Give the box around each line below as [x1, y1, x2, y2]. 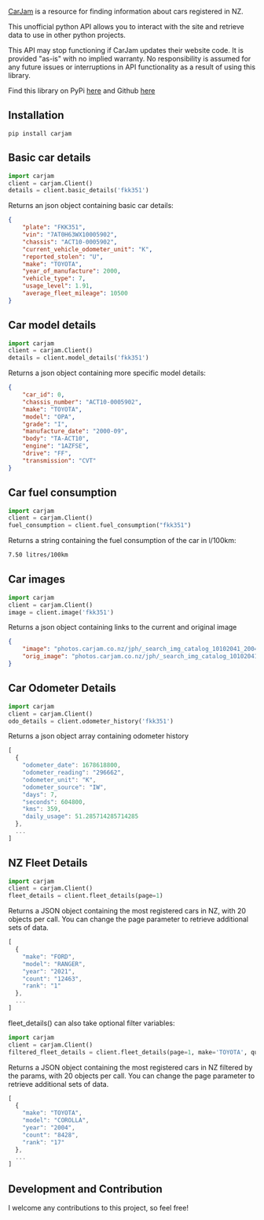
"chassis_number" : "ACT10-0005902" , [22, 398, 143, 406]
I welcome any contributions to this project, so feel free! [8, 1203, 189, 1213]
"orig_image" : [22, 653, 68, 660]
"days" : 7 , [22, 790, 58, 798]
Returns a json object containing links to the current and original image [8, 623, 237, 632]
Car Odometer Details [8, 682, 116, 695]
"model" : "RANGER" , [22, 960, 86, 968]
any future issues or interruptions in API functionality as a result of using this [8, 62, 256, 72]
